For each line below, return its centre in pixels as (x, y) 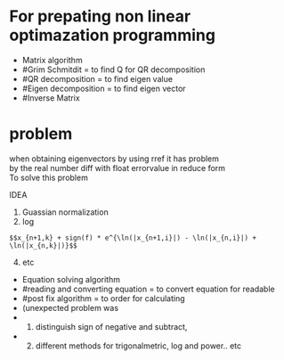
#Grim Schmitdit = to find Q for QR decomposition (114, 70)
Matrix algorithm (52, 60)
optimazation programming (113, 35)
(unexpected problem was (70, 307)
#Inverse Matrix (51, 98)
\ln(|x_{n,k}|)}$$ (43, 245)
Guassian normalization (65, 212)
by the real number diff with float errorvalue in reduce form (117, 168)
